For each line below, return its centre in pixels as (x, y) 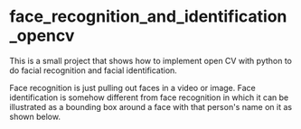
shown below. (35, 116)
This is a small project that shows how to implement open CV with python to (150, 60)
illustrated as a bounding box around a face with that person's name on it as (150, 106)
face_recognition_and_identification (148, 17)
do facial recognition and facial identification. (94, 70)
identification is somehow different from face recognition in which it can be (149, 97)
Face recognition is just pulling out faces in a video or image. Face (132, 88)
